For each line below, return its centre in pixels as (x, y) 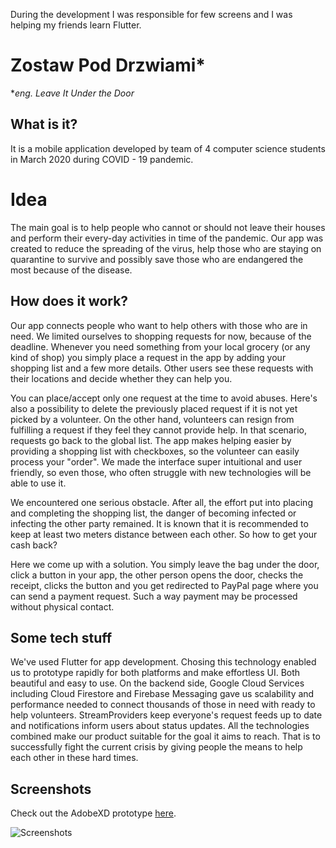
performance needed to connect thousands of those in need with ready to (163, 705)
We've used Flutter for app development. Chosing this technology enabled (163, 662)
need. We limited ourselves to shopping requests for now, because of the (161, 336)
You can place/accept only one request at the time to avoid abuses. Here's (164, 398)
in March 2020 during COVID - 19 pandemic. (102, 159)
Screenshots (51, 789)
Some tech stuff (61, 637)
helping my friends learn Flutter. (76, 25)
